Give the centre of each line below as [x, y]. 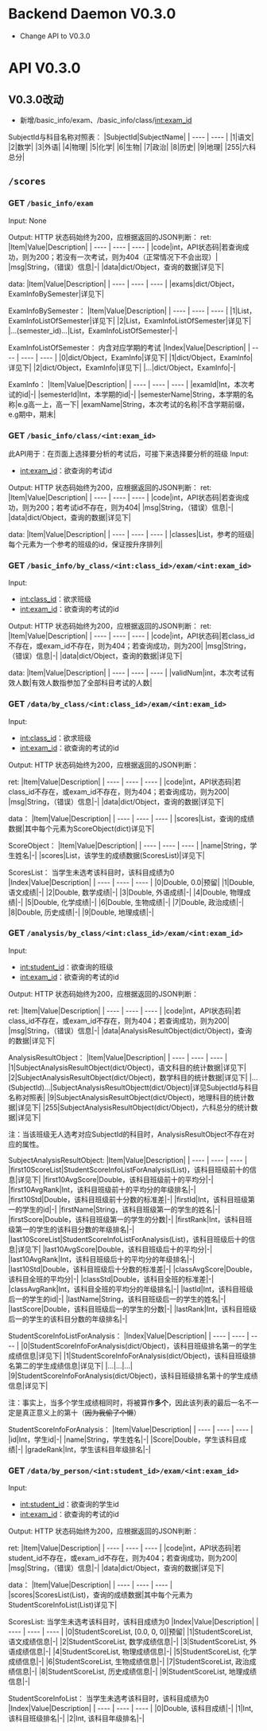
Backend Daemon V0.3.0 [92, 14]
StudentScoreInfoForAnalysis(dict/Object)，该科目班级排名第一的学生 [143, 1345]
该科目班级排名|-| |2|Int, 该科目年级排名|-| [76, 1718]
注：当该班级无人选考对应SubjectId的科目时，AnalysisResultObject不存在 [128, 1134]
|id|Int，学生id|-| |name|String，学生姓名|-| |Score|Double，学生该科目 [124, 1439]
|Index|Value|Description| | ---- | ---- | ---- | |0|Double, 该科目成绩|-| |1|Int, [131, 1709]
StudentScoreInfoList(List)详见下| [63, 1605]
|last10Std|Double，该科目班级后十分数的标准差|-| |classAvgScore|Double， [132, 1269]
